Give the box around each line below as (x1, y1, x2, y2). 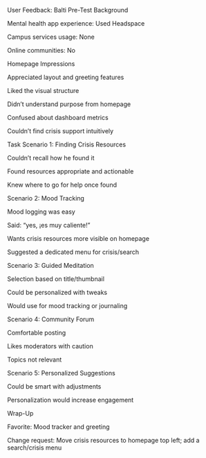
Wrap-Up (7, 409, 34, 417)
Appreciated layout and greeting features (7, 73, 124, 81)
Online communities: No (7, 46, 76, 54)
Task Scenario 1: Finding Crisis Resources (7, 140, 127, 149)
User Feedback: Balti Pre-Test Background (7, 6, 129, 14)
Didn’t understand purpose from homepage (7, 100, 131, 108)
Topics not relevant (7, 355, 62, 364)
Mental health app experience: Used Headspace (7, 19, 145, 27)
